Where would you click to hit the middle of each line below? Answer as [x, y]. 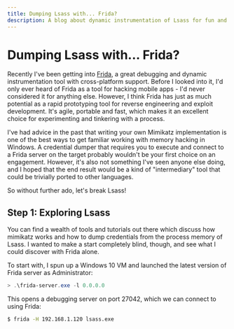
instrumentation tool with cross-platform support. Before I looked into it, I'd [115, 82]
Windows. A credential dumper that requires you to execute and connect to [116, 147]
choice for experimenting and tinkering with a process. [86, 119]
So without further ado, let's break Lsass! [67, 190]
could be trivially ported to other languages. [70, 177]
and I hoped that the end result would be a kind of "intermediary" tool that [114, 169]
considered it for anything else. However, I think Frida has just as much [109, 97]
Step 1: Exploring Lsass [59, 212]
